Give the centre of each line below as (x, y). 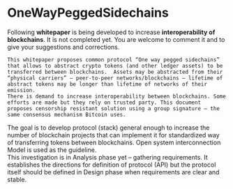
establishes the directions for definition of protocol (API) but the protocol (112, 165)
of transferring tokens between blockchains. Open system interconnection (114, 142)
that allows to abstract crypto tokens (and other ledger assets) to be (115, 66)
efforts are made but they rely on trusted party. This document (104, 103)
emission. (22, 90)
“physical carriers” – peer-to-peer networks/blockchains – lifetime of (115, 78)
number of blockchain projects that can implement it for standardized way (113, 135)
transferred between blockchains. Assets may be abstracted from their (115, 72)
